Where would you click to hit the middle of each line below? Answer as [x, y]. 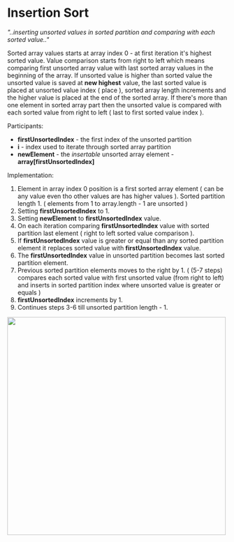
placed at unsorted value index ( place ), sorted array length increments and [117, 90]
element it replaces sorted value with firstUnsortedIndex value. [109, 248]
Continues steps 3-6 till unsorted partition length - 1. [93, 307]
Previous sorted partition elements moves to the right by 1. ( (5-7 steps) [120, 270]
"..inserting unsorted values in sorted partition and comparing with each [111, 32]
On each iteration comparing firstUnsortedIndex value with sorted [113, 225]
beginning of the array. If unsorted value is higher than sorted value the [110, 75]
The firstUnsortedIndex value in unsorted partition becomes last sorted [121, 255]
